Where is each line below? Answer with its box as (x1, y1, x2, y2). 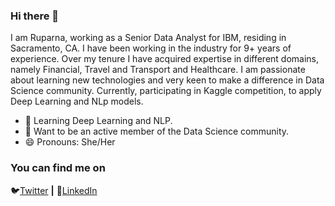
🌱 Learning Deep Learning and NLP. (24, 115, 173, 127)
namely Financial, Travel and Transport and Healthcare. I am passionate (10, 64, 306, 76)
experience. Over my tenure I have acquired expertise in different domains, (10, 53, 320, 65)
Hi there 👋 (10, 9, 60, 23)
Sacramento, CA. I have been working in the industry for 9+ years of (10, 42, 292, 54)
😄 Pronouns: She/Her (24, 136, 116, 148)
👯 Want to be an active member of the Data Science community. (24, 125, 290, 138)
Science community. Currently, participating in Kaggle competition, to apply (10, 85, 322, 97)
